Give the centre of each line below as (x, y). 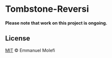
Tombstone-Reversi (47, 9)
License (18, 39)
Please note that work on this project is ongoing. (56, 23)
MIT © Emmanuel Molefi (30, 50)
